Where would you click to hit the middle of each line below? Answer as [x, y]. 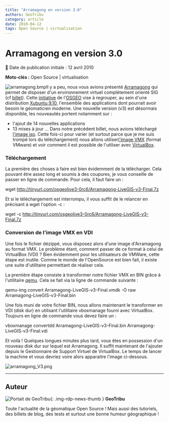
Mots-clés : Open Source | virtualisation [47, 77]
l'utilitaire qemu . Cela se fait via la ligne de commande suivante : [72, 280]
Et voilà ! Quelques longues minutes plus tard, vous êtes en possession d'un [84, 340]
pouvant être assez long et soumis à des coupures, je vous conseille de [79, 174]
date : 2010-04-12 [23, 24]
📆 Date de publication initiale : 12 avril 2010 [50, 67]
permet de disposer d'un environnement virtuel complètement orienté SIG [82, 92]
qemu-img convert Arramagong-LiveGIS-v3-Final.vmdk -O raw [71, 290]
